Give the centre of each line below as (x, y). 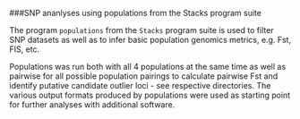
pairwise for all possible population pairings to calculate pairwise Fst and (144, 76)
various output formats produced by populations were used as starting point (150, 95)
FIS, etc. (25, 49)
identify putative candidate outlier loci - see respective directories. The (140, 85)
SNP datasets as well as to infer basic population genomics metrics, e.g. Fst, (150, 40)
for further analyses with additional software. (92, 105)
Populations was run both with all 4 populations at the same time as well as (148, 67)
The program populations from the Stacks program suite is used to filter (142, 30)
